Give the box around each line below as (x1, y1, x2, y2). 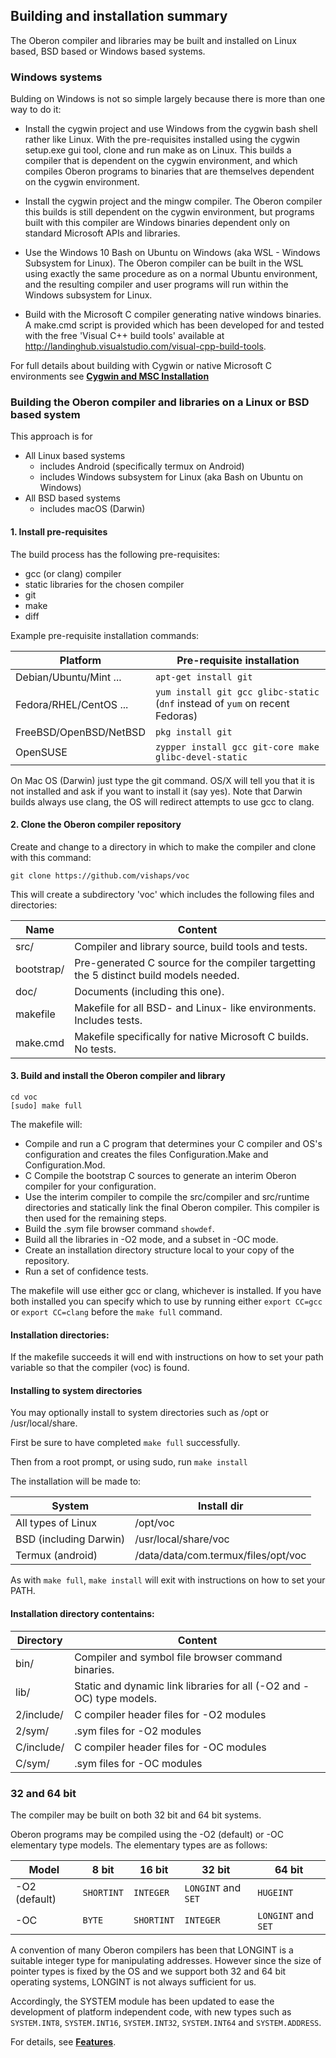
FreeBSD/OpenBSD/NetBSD (15, 725, 146, 739)
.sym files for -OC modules (74, 1756, 203, 1770)
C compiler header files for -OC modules (74, 1740, 267, 1754)
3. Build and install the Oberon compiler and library (10, 1070, 226, 1082)
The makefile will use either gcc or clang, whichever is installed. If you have (10, 1285, 322, 1297)
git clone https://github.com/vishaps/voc (10, 870, 190, 881)
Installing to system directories (10, 1384, 143, 1396)
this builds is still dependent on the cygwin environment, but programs (24, 206, 315, 218)
